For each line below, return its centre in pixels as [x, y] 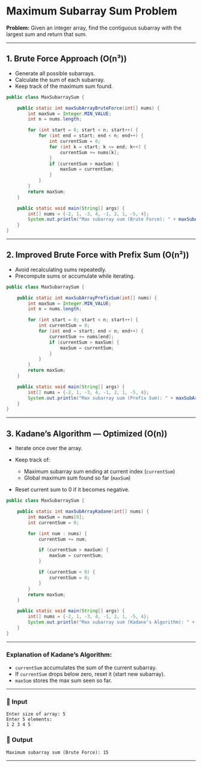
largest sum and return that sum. [47, 34]
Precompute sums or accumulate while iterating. [75, 276]
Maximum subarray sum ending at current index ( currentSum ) [99, 472]
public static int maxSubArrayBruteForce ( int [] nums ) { [89, 108]
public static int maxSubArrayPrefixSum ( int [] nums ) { [87, 298]
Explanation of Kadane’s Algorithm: [59, 654]
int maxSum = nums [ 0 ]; [56, 517]
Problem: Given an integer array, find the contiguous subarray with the [94, 28]
